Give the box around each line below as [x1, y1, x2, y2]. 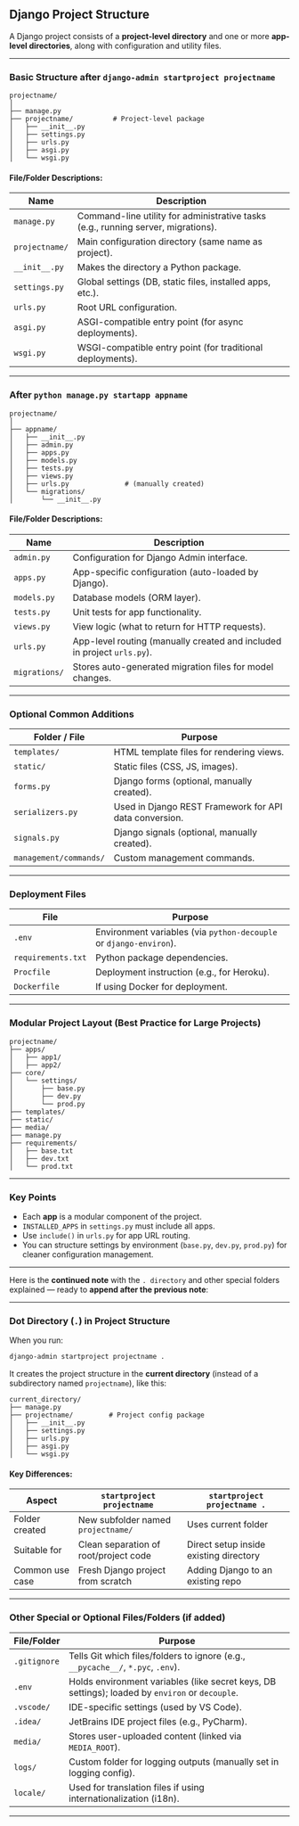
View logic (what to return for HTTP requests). [72, 620, 266, 632]
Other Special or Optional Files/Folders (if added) [9, 1611, 226, 1624]
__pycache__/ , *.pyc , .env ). [69, 1660, 181, 1673]
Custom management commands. [113, 851, 255, 864]
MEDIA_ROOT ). [69, 1740, 121, 1753]
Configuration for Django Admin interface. [72, 551, 248, 563]
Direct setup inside [186, 1538, 266, 1550]
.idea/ [13, 1716, 42, 1726]
